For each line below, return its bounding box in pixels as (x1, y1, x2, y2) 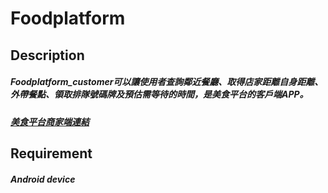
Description (10, 47, 85, 64)
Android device (10, 173, 76, 185)
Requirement (10, 145, 93, 162)
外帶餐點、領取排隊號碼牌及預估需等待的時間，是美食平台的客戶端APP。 (10, 88, 309, 101)
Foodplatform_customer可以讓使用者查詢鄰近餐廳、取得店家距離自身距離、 (10, 76, 324, 88)
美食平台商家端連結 (10, 115, 90, 127)
